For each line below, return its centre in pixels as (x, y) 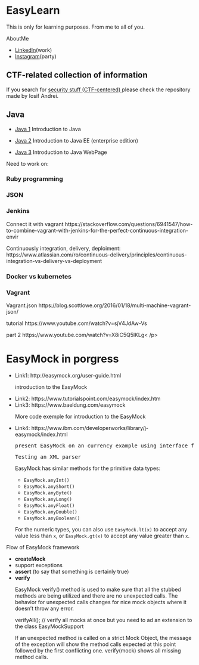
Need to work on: (27, 163)
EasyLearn (33, 10)
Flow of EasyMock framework (43, 547)
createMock (30, 559)
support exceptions (38, 565)
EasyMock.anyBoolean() (52, 518)
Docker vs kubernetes (39, 276)
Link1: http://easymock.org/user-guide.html (68, 375)
